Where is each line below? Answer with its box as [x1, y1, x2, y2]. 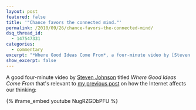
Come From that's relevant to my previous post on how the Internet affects [6, 80, 187, 87]
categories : [6, 42, 35, 47]
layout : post [6, 8, 38, 15]
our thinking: [6, 86, 37, 93]
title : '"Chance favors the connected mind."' [6, 19, 122, 25]
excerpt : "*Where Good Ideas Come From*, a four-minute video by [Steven [6, 52, 191, 58]
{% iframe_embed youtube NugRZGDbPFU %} [6, 97, 119, 104]
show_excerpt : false [6, 57, 57, 63]
